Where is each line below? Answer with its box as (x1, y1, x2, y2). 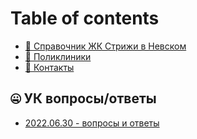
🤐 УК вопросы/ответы (10, 90, 157, 107)
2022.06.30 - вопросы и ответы (24, 117, 160, 129)
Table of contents (10, 7, 160, 30)
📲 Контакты (24, 61, 75, 73)
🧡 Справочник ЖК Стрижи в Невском (24, 40, 187, 52)
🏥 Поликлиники (24, 50, 92, 62)
